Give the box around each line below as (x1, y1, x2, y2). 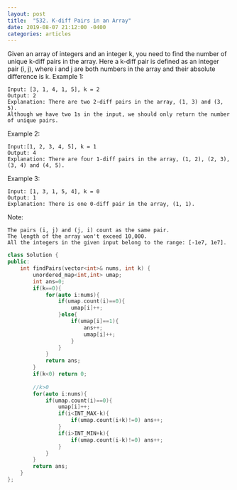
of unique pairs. (7, 117, 59, 124)
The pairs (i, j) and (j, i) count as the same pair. (7, 227, 170, 234)
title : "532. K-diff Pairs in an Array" (7, 17, 132, 24)
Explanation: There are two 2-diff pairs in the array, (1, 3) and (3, (7, 99, 224, 106)
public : (7, 258, 31, 266)
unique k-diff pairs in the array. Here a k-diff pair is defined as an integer (7, 58, 220, 66)
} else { (57, 311, 78, 318)
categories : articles (7, 30, 72, 38)
